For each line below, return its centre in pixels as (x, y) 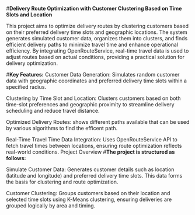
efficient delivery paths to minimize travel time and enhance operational (92, 44)
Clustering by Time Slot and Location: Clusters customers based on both (93, 98)
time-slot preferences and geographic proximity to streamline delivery (90, 104)
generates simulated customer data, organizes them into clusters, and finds (97, 38)
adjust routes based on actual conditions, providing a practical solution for (95, 57)
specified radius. (26, 87)
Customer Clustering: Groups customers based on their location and (88, 193)
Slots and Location (29, 15)
